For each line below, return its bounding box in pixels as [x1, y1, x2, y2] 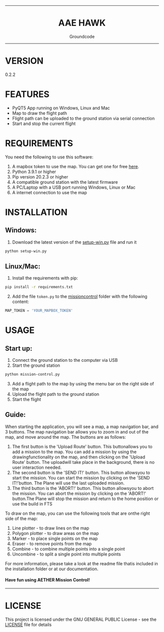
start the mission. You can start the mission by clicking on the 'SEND [12, 475, 150, 480]
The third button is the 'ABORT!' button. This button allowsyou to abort [12, 485, 154, 491]
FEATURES [5, 89, 50, 100]
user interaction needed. [12, 464, 62, 470]
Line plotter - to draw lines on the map [12, 525, 89, 531]
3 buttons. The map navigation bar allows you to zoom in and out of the [5, 429, 149, 434]
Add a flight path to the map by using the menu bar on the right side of [12, 381, 154, 387]
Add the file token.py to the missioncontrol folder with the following [12, 294, 147, 300]
